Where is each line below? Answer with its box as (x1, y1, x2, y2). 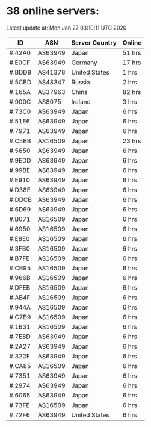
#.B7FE (9, 254, 30, 263)
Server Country (71, 38, 117, 46)
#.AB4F (9, 293, 31, 302)
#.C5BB (9, 137, 31, 145)
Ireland (71, 98, 91, 106)
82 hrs (122, 87, 141, 96)
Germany (71, 58, 97, 67)
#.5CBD (9, 78, 32, 86)
